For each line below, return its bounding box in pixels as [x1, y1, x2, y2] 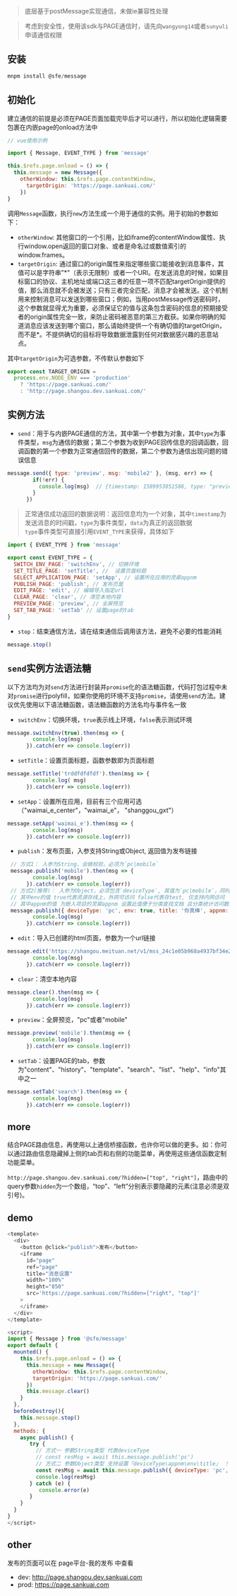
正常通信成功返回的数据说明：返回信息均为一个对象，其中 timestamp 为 [24, 510, 227, 518]
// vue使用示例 [7, 137, 48, 144]
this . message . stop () [20, 1414, 80, 1421]
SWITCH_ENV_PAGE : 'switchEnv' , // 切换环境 [13, 561, 140, 568]
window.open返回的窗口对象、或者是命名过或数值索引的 [23, 242, 187, 250]
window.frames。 [17, 250, 69, 259]
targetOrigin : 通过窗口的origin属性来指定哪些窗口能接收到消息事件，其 [17, 259, 224, 268]
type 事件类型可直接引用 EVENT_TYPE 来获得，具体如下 [24, 527, 175, 536]
